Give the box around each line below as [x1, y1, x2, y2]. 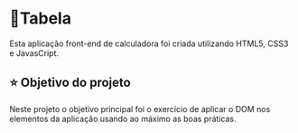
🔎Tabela [9, 8, 72, 29]
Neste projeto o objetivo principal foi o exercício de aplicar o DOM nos [9, 103, 271, 114]
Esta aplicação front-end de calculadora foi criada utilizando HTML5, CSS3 [9, 38, 289, 49]
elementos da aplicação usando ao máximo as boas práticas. [9, 113, 237, 124]
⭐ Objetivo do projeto [9, 75, 131, 90]
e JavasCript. [9, 47, 60, 58]
